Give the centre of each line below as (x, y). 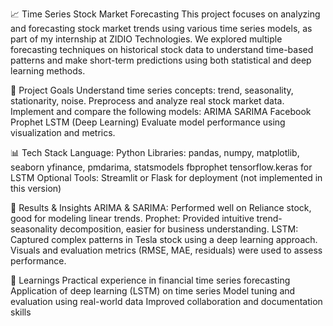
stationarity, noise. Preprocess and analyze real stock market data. (147, 101)
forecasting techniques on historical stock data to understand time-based (162, 49)
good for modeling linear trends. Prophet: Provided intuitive (132, 218)
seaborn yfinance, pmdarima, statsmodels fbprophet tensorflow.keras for (161, 167)
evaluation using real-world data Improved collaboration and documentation (166, 301)
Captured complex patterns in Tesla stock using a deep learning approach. (164, 239)
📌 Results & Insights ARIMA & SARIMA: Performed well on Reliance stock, (161, 207)
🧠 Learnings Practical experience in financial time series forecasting (150, 280)
